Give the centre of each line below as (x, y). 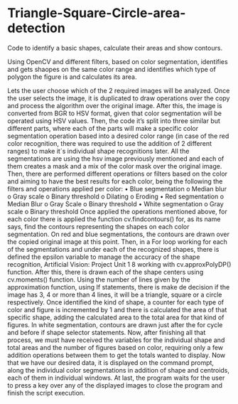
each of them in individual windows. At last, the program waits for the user (116, 378)
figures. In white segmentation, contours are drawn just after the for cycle (115, 324)
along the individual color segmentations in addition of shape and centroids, (118, 370)
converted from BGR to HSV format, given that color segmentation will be (115, 113)
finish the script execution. (46, 393)
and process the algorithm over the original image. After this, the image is (115, 105)
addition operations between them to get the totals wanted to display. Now (117, 355)
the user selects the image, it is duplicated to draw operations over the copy (119, 98)
